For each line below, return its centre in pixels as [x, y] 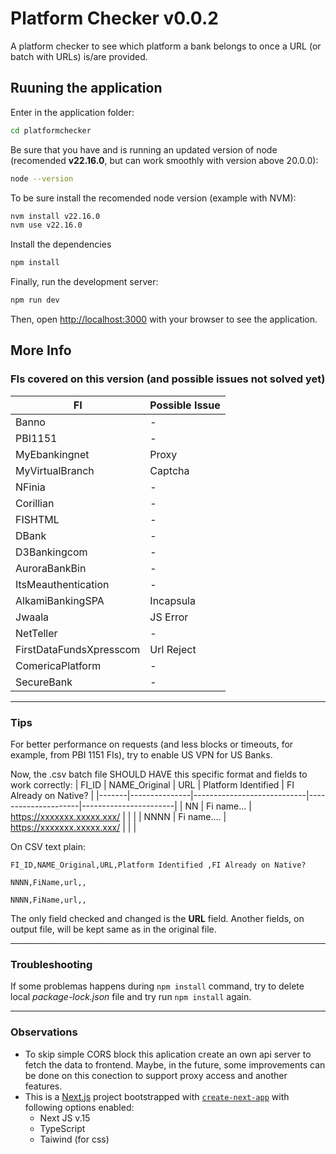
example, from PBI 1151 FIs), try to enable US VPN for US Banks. [141, 754]
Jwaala [32, 617]
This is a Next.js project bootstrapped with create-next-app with [157, 1096]
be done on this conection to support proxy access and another [156, 1075]
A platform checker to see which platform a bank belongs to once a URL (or [166, 46]
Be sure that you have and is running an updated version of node [144, 149]
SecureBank [44, 682]
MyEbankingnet [52, 454]
